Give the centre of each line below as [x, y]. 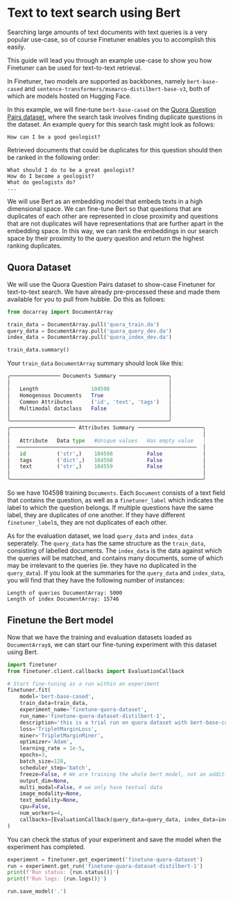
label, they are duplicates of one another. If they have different [96, 515]
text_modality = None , [49, 800]
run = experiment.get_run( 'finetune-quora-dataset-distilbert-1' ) [105, 866]
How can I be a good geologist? [54, 137]
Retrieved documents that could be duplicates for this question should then [115, 150]
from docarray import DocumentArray [60, 312]
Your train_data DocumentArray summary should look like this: [95, 363]
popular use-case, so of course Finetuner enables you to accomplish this [112, 39]
